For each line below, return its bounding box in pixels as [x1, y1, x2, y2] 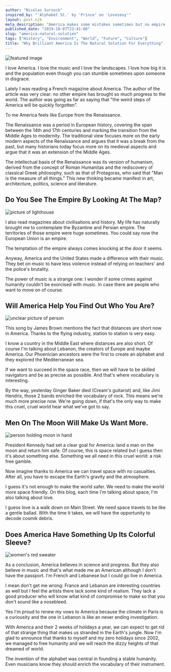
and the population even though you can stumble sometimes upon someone [5, 70, 165, 76]
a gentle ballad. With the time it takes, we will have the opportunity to [5, 510, 151, 516]
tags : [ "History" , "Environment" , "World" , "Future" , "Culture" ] [5, 36, 148, 41]
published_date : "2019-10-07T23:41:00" [5, 27, 90, 32]
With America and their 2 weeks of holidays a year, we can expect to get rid [5, 624, 165, 630]
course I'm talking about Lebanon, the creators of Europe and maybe [5, 346, 151, 352]
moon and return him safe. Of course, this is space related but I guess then [5, 447, 163, 453]
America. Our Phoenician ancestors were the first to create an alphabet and [5, 351, 164, 357]
